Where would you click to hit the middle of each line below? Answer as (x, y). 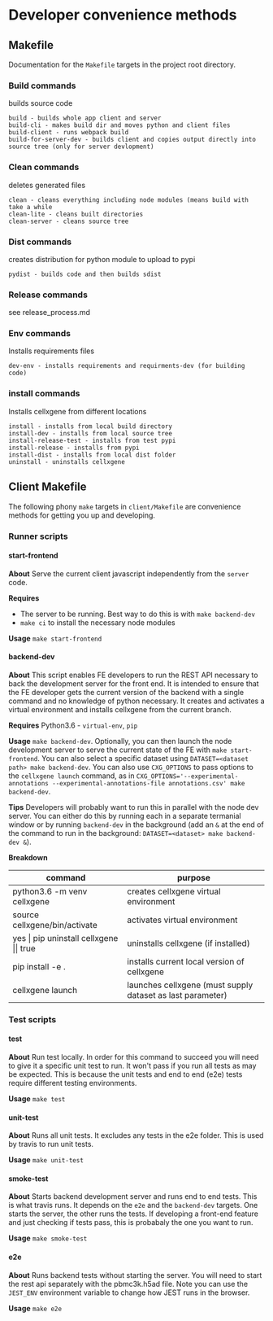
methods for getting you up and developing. (82, 515)
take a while (30, 207)
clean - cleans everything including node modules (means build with (129, 200)
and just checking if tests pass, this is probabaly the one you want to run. (131, 1223)
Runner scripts (38, 536)
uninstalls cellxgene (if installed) (188, 943)
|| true (24, 948)
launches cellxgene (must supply (190, 985)
